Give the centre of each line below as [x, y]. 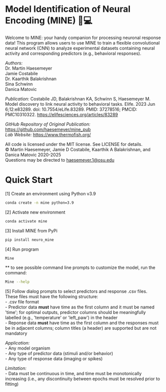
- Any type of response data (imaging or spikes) [54, 359]
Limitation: [16, 368]
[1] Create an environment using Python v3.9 [51, 193]
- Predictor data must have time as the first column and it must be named [80, 307]
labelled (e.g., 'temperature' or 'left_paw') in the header [61, 318]
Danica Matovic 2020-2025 [33, 155]
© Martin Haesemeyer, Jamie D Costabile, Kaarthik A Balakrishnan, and [78, 149]
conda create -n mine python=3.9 [40, 203]
